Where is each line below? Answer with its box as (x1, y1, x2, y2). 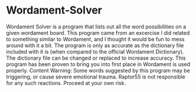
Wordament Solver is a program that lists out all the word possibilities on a (6, 23, 187, 30)
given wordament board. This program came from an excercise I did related (6, 29, 190, 36)
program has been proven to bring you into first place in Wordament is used (6, 60, 191, 68)
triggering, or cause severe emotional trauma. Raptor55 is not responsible (6, 73, 186, 80)
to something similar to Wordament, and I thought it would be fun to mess (6, 35, 185, 42)
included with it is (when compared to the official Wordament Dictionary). (6, 48, 184, 55)
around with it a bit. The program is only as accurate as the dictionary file (6, 42, 184, 49)
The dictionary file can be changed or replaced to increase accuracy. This (6, 54, 186, 61)
